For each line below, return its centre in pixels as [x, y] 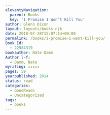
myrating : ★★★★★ [22, 67]
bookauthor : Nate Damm [29, 52]
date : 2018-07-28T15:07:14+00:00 [41, 34]
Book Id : [14, 43]
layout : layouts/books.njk [34, 29]
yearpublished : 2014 [27, 76]
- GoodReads [23, 90]
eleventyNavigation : [27, 10]
